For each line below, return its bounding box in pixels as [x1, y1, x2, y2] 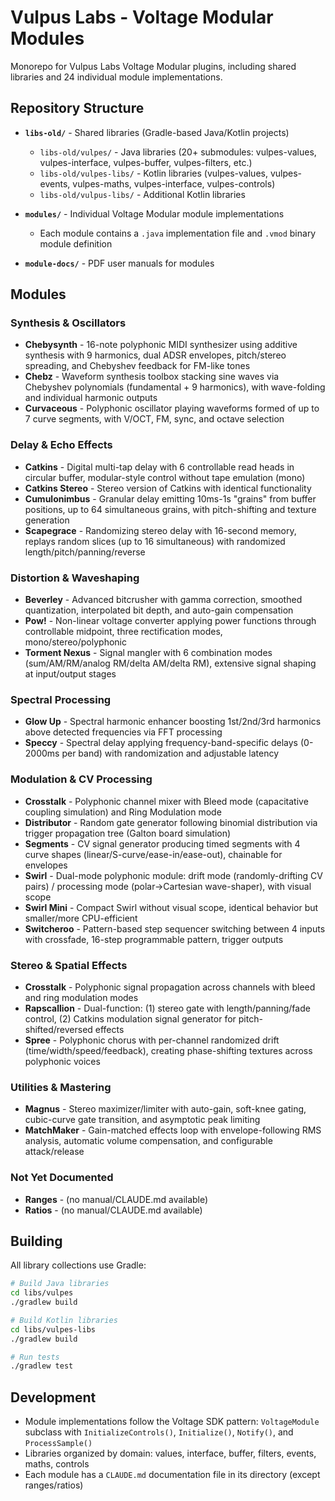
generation [24, 514, 70, 526]
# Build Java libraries [10, 1279, 110, 1289]
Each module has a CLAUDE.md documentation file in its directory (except [24, 1469, 321, 1481]
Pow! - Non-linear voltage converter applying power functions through [24, 615, 317, 627]
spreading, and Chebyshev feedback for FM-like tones [24, 360, 251, 372]
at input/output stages [24, 668, 117, 680]
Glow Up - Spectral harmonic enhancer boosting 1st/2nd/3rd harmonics [24, 716, 322, 728]
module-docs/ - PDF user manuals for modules [24, 257, 215, 269]
